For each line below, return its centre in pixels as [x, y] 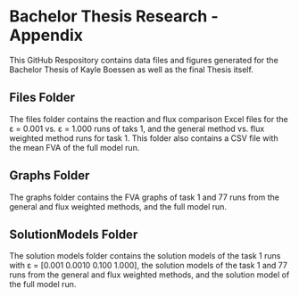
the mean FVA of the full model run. [75, 147]
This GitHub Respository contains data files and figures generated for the [144, 60]
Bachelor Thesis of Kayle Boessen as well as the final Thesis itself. [132, 70]
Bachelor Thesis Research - [114, 16]
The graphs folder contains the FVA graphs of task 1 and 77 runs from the [144, 197]
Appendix [46, 35]
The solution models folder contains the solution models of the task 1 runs [145, 256]
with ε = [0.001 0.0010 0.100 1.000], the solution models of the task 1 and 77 [149, 266]
